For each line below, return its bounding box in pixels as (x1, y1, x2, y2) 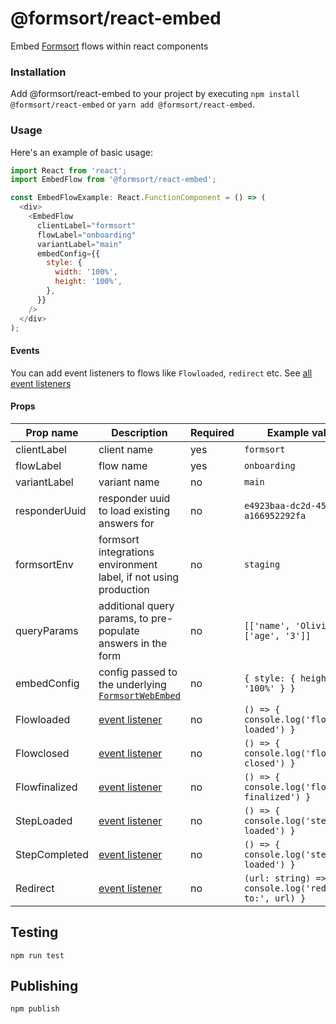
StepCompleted (15, 847, 89, 861)
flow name (98, 458, 148, 472)
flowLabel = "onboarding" (36, 230, 137, 240)
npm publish (10, 1004, 60, 1014)
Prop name (25, 425, 79, 439)
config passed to (98, 665, 178, 679)
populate (98, 623, 140, 637)
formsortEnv (15, 557, 74, 571)
